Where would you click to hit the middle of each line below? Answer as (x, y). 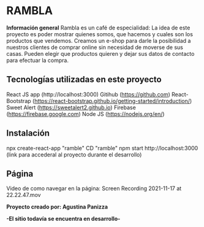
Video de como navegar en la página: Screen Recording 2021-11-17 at (94, 188)
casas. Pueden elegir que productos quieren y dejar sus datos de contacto (100, 53)
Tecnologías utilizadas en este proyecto (84, 79)
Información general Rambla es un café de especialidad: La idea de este (98, 28)
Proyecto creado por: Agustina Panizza (57, 207)
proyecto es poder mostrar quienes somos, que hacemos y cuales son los (100, 34)
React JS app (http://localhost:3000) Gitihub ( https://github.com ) (88, 94)
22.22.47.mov (24, 195)
